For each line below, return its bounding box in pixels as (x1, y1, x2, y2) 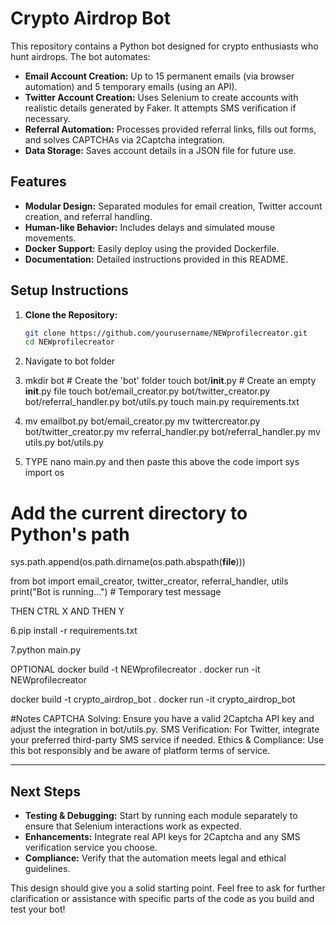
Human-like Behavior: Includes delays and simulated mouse (24, 221, 276, 233)
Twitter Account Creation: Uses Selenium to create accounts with (24, 91, 299, 103)
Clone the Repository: (24, 308, 118, 321)
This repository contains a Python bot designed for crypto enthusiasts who (10, 40, 319, 52)
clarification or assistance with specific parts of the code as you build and (10, 893, 315, 905)
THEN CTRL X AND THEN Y (10, 605, 125, 617)
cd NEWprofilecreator (24, 337, 115, 347)
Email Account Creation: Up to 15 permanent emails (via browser (24, 70, 295, 82)
